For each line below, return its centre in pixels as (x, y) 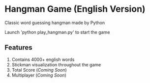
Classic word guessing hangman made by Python (55, 23)
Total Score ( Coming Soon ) (39, 70)
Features (18, 48)
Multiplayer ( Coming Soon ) (39, 75)
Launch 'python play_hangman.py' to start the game (57, 32)
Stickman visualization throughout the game (56, 64)
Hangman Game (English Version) (75, 9)
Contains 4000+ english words (43, 59)
